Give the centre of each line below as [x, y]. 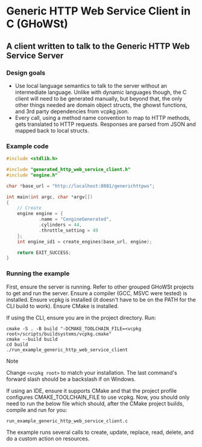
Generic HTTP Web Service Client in [99, 11]
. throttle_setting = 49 [68, 230]
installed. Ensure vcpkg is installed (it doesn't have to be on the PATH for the [101, 299]
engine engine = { [40, 214]
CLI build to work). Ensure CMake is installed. [63, 306]
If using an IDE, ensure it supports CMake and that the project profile [91, 390]
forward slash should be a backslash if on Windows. [71, 379]
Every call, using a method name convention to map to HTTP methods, [103, 117]
